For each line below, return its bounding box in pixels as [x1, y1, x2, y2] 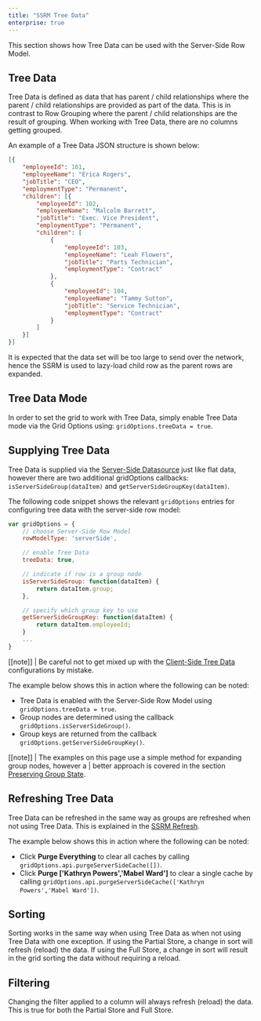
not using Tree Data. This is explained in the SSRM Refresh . [8, 821, 200, 830]
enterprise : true [8, 19, 65, 27]
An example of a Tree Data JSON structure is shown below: [8, 140, 200, 150]
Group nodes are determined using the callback [19, 712, 174, 722]
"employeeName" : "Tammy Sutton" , [63, 294, 174, 302]
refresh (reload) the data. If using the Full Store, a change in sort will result [8, 945, 248, 954]
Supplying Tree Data [8, 444, 111, 458]
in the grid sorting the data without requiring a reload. [8, 954, 181, 963]
